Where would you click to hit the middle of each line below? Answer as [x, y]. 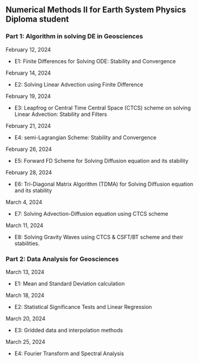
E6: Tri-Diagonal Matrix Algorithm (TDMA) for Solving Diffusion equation [104, 184]
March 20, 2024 [26, 319]
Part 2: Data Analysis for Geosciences [62, 259]
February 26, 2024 [29, 149]
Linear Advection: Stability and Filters [61, 114]
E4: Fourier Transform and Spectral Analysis [69, 353]
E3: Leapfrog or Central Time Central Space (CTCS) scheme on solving [103, 108]
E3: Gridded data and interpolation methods [69, 330]
